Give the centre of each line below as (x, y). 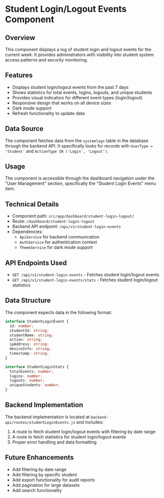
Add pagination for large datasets (46, 485)
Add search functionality (37, 490)
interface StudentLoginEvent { (37, 321)
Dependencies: (27, 232)
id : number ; (22, 326)
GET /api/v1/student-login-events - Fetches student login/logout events (86, 275)
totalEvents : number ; (32, 371)
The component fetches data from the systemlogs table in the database (77, 141)
